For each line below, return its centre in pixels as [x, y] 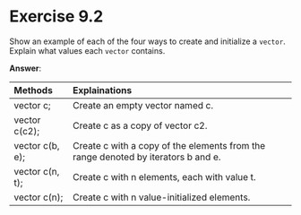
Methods [34, 90]
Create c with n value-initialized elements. [162, 197]
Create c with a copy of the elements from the [169, 145]
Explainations [103, 90]
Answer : [26, 68]
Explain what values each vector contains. [87, 50]
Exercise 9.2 [56, 17]
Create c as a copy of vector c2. [140, 125]
